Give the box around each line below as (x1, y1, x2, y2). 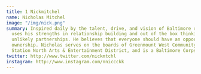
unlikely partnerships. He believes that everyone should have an (11, 36, 181, 42)
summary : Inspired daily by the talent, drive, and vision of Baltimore (6, 25, 191, 32)
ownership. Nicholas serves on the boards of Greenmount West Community (11, 42, 197, 48)
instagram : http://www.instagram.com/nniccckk (6, 58, 124, 64)
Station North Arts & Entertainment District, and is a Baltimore (11, 48, 181, 54)
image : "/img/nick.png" (6, 20, 66, 26)
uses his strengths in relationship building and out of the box (11, 31, 178, 37)
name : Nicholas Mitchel (6, 14, 66, 20)
